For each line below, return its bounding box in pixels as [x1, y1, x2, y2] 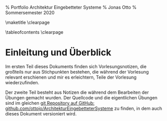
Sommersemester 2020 [5, 10, 55, 16]
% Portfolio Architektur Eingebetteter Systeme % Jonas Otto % [5, 5, 137, 10]
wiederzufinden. [5, 79, 39, 85]
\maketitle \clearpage [5, 20, 50, 25]
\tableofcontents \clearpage [5, 29, 64, 35]
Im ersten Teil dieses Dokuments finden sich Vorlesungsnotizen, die [5, 63, 147, 70]
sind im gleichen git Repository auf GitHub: [5, 100, 95, 106]
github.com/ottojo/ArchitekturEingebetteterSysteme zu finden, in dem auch [5, 105, 162, 111]
